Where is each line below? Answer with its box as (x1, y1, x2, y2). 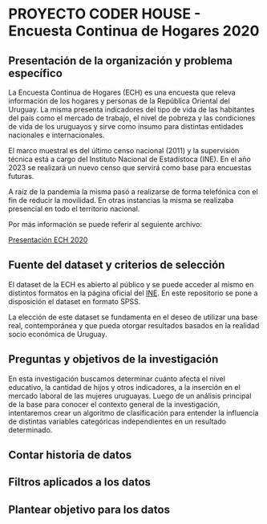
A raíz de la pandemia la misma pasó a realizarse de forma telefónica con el (8, 187, 258, 197)
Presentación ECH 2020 (8, 235, 88, 245)
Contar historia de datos (8, 449, 132, 462)
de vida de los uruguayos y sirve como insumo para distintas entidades (8, 122, 244, 131)
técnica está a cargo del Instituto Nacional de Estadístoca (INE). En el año (8, 154, 251, 164)
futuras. (8, 172, 34, 181)
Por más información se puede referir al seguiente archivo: (8, 220, 203, 229)
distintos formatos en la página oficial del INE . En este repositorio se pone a (8, 288, 258, 298)
